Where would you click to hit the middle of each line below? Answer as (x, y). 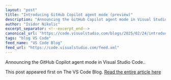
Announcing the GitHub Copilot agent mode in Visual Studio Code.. (76, 62)
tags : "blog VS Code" (28, 38)
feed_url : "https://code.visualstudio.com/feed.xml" (62, 48)
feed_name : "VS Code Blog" (34, 43)
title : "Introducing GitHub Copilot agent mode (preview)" (69, 15)
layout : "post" (21, 10)
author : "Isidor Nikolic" (33, 24)
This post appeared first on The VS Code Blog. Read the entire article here (83, 72)
